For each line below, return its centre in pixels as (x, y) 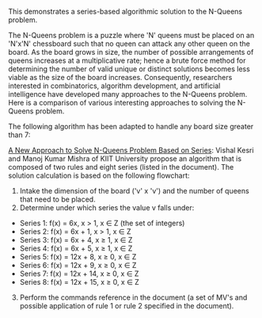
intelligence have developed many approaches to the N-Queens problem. (128, 94)
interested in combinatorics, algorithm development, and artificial (114, 86)
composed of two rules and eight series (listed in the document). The (121, 167)
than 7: (19, 135)
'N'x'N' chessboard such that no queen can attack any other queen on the (129, 44)
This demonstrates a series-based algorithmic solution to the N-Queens (125, 11)
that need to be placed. (58, 199)
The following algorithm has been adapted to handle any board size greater (131, 126)
